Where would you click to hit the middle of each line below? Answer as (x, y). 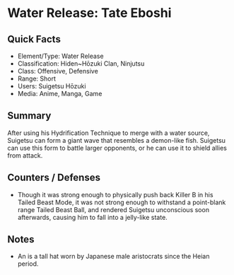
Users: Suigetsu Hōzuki (52, 86)
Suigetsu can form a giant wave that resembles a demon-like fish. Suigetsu (117, 140)
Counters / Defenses (54, 178)
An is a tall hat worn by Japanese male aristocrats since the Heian (113, 257)
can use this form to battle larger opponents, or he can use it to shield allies (117, 148)
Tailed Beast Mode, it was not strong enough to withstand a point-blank (122, 202)
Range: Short (37, 78)
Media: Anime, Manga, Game (60, 94)
